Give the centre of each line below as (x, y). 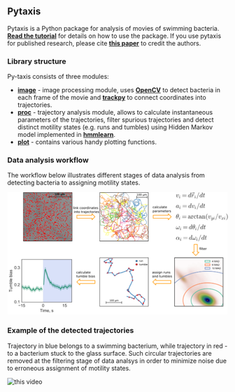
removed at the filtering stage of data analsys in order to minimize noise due (117, 361)
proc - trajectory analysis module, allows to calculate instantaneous (115, 112)
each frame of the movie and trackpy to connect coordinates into (112, 98)
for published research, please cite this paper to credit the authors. (104, 43)
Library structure (37, 61)
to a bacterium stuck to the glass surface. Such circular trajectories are (109, 353)
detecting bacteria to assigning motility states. (74, 183)
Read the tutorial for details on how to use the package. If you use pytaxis (114, 36)
